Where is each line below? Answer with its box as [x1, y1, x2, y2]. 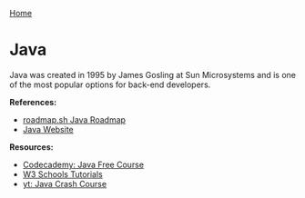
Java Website [22, 124, 75, 134]
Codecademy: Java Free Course [22, 159, 144, 170]
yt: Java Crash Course [22, 178, 107, 189]
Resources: [9, 141, 54, 153]
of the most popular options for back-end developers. [9, 79, 211, 90]
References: [9, 96, 57, 107]
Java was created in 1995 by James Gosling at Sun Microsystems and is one [9, 69, 296, 80]
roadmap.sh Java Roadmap [22, 114, 126, 125]
